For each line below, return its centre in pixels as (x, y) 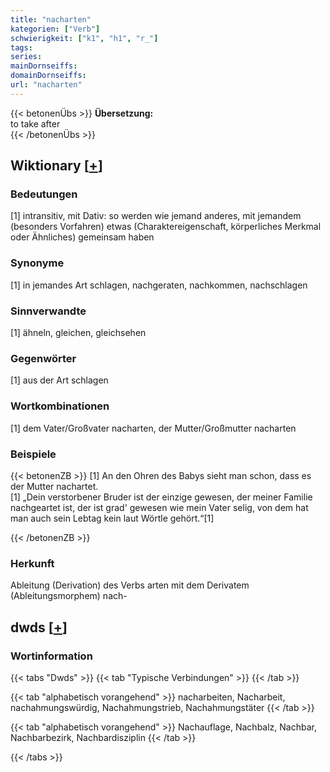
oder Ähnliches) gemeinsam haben (82, 237)
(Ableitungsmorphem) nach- (69, 596)
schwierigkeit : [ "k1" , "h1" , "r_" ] (84, 38)
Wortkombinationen (60, 406)
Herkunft (32, 563)
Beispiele (33, 454)
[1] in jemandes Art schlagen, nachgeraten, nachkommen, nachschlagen (159, 285)
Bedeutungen (44, 194)
